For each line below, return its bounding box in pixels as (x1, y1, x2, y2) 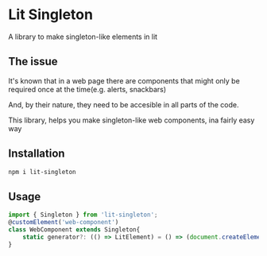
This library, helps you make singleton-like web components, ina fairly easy (8, 115, 255, 125)
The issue (8, 55, 58, 68)
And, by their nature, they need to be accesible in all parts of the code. (8, 99, 239, 109)
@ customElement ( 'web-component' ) (8, 219, 119, 227)
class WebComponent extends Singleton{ (8, 226, 141, 234)
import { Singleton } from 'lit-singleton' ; (8, 211, 158, 219)
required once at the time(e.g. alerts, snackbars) (8, 84, 167, 94)
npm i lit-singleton (8, 168, 77, 176)
